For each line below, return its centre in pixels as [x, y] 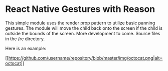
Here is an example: [26, 48]
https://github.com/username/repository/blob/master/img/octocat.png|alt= [86, 58]
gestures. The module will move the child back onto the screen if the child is [84, 28]
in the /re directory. [25, 39]
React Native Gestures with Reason [80, 9]
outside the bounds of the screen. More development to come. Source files [83, 33]
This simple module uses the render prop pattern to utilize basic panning [80, 23]
